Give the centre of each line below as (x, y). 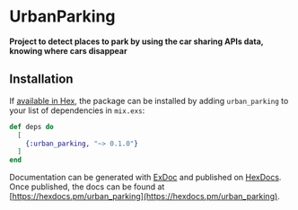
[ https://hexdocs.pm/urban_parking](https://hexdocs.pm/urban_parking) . (145, 197)
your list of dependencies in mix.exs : (77, 110)
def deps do (31, 127)
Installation (41, 79)
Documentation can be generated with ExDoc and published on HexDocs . (145, 178)
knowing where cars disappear (68, 50)
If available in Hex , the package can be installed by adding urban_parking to (149, 101)
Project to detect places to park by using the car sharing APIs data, (136, 41)
